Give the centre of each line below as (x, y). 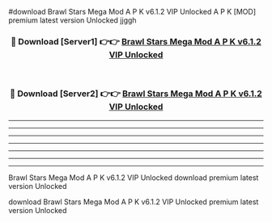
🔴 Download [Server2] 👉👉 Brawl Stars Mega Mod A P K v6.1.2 (136, 94)
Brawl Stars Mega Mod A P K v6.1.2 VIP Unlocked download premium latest (134, 178)
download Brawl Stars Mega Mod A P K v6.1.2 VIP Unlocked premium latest (134, 202)
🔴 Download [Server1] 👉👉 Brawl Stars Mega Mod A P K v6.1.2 (136, 41)
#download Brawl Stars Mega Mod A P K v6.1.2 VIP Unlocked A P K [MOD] (132, 12)
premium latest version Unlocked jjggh (72, 20)
